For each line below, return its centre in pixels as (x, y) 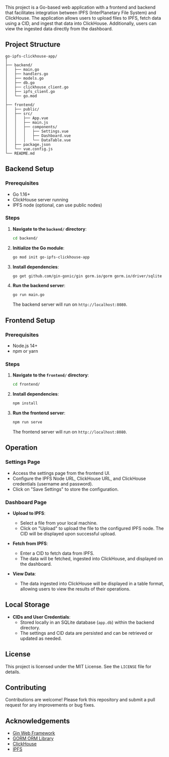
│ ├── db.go (20, 83)
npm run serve (27, 422)
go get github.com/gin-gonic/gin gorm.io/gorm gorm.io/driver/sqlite (87, 276)
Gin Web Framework (34, 733)
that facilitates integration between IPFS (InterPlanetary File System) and (81, 13)
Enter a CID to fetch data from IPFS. (57, 553)
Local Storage (27, 605)
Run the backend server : (39, 286)
